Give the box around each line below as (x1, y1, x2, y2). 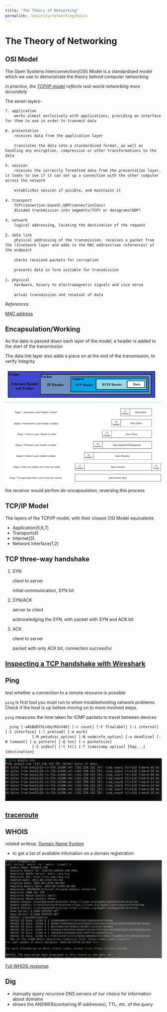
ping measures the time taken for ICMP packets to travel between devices (5, 714, 157, 720)
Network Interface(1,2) (12, 540, 59, 546)
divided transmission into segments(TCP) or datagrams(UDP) (14, 208, 141, 213)
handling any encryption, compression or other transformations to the (5, 148, 157, 153)
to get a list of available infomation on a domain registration (12, 850, 134, 856)
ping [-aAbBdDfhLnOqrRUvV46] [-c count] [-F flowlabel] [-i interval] (9, 724, 159, 729)
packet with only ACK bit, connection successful (12, 645, 112, 651)
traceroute (5, 811, 39, 819)
